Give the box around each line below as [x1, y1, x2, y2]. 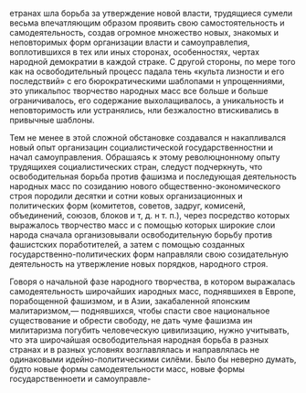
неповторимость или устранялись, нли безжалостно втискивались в [9, 105, 280, 115]
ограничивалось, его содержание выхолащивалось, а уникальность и [9, 95, 285, 106]
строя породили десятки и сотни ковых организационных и [9, 191, 244, 201]
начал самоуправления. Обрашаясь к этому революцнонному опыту [9, 152, 280, 163]
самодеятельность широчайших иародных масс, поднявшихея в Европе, [9, 286, 297, 296]
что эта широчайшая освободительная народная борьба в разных [9, 335, 269, 345]
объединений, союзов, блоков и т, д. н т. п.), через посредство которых [9, 210, 290, 220]
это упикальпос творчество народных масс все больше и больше [9, 86, 269, 96]
